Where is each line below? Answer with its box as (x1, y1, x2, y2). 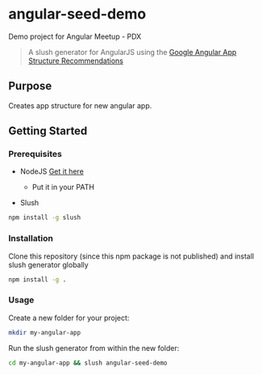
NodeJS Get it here (19, 166, 85, 176)
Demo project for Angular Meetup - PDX (8, 32, 142, 41)
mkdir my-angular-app (8, 328, 81, 336)
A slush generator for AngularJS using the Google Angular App (27, 47, 237, 57)
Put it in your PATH (31, 183, 95, 192)
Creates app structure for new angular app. (8, 100, 152, 110)
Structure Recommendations (27, 56, 123, 65)
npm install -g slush (8, 213, 81, 222)
